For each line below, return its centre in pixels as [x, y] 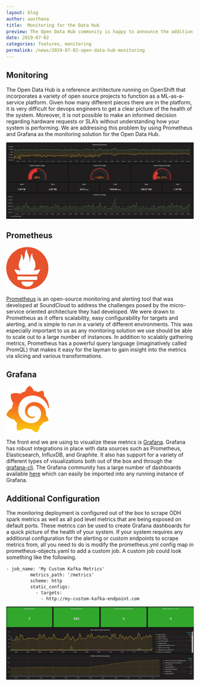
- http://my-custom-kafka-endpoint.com [90, 599]
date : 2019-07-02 [28, 38]
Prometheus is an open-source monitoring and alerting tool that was [90, 299]
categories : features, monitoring [49, 44]
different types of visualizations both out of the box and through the [89, 461]
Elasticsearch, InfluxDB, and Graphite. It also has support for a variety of [95, 455]
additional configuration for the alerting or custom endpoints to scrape [92, 538]
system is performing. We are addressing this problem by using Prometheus [99, 128]
